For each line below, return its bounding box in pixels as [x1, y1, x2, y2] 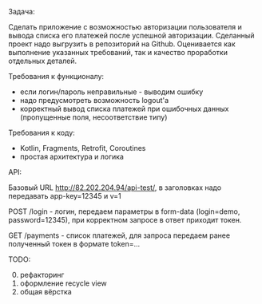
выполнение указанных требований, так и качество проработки [8, 48, 228, 57]
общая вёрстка [19, 287, 72, 296]
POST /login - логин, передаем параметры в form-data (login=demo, [8, 207, 240, 216]
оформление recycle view [19, 278, 108, 288]
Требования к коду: [8, 128, 76, 137]
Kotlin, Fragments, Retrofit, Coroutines [19, 144, 146, 152]
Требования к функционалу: [8, 72, 105, 81]
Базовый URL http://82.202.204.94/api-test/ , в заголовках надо [8, 183, 222, 192]
